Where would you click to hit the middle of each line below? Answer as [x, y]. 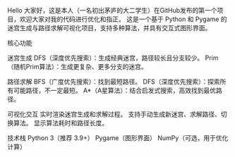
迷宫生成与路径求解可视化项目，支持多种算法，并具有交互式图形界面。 [109, 28]
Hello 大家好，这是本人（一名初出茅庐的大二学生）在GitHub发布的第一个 [112, 10]
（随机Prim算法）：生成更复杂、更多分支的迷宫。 [78, 67]
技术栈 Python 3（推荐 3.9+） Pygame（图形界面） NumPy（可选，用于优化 [118, 138]
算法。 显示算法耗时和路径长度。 [60, 123]
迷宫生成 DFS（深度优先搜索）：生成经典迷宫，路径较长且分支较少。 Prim [113, 58]
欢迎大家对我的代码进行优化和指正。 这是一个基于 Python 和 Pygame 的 [123, 19]
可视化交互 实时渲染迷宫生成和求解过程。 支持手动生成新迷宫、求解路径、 [114, 114]
